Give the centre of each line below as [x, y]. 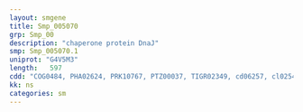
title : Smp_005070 [44, 26]
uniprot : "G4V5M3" [44, 60]
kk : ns [22, 85]
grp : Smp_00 [32, 34]
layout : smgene [38, 18]
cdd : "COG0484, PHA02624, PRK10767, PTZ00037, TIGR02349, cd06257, [139, 77]
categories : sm [38, 93]
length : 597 [36, 69]
